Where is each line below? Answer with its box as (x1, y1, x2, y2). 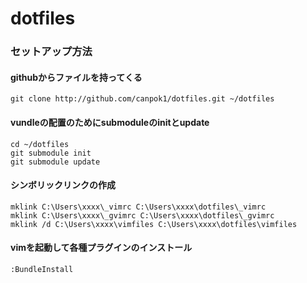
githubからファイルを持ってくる (10, 71, 143, 83)
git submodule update (10, 157, 101, 167)
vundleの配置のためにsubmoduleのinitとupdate (10, 116, 210, 128)
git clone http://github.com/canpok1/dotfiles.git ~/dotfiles (10, 94, 275, 104)
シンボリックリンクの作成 (10, 179, 116, 191)
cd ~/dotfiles (10, 139, 70, 149)
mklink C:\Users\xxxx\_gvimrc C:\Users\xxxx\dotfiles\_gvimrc (10, 210, 275, 221)
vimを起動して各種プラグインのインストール (10, 242, 193, 254)
